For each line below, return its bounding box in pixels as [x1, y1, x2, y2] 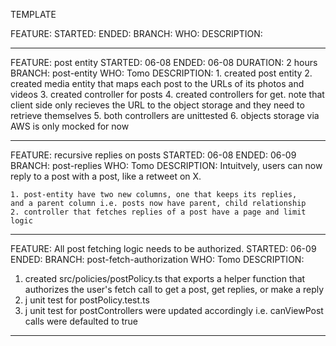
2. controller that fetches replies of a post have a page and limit [10, 207, 307, 217]
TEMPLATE [10, 9, 57, 20]
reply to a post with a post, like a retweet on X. [10, 170, 202, 182]
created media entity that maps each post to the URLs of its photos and [10, 78, 305, 89]
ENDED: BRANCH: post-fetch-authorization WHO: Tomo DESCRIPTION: [10, 254, 305, 265]
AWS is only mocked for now [10, 120, 130, 132]
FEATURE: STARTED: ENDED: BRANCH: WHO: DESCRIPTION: [10, 28, 263, 39]
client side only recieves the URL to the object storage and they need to [10, 99, 305, 111]
